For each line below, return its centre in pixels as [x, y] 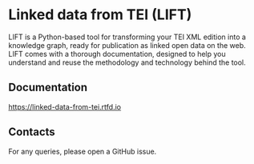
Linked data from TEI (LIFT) [100, 15]
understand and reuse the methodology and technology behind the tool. [127, 62]
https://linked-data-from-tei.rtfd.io [65, 106]
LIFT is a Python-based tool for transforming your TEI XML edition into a [127, 37]
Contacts [32, 132]
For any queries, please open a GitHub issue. [83, 151]
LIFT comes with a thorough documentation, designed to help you [117, 54]
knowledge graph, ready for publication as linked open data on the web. [127, 45]
